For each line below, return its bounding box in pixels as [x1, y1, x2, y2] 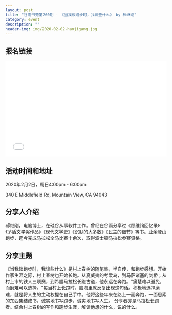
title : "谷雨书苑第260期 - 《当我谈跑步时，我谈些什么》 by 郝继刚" [5, 12, 137, 17]
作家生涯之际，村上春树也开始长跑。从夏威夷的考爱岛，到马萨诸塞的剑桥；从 [5, 272, 167, 278]
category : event [5, 17, 40, 22]
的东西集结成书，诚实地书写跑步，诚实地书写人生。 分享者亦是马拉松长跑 [5, 298, 159, 304]
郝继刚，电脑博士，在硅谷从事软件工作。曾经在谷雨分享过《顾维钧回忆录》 [5, 222, 160, 228]
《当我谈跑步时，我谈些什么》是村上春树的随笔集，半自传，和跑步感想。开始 [5, 266, 167, 272]
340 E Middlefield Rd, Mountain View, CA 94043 [5, 191, 107, 198]
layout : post [5, 7, 33, 13]
